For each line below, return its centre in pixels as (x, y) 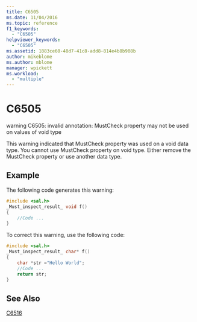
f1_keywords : (23, 29)
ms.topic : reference (32, 23)
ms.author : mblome (29, 62)
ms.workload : (23, 74)
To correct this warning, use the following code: (66, 235)
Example (23, 175)
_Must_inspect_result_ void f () (47, 207)
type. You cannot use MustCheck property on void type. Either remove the (99, 150)
